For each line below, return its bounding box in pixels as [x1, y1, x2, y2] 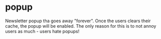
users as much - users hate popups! [5, 28, 80, 34]
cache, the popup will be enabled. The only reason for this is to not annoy [5, 23, 157, 29]
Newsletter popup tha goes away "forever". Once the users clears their [5, 18, 151, 24]
